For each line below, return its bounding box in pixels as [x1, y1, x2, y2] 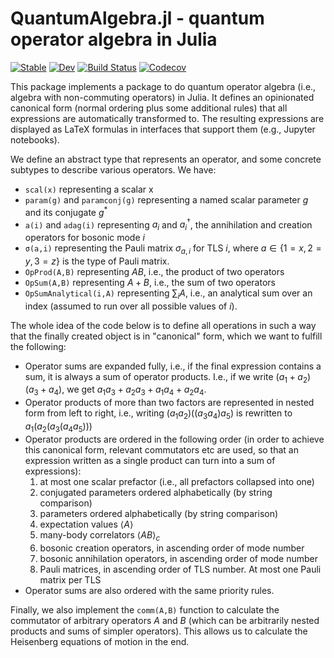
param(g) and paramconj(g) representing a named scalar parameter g [24, 193, 309, 206]
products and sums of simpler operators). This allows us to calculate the [10, 625, 308, 637]
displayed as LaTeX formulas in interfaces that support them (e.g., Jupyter [10, 123, 316, 135]
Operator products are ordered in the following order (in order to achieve [24, 433, 325, 445]
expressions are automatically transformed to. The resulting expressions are [10, 112, 325, 124]
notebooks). [10, 133, 60, 146]
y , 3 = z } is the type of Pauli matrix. [24, 255, 170, 267]
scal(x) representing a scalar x [24, 183, 154, 195]
